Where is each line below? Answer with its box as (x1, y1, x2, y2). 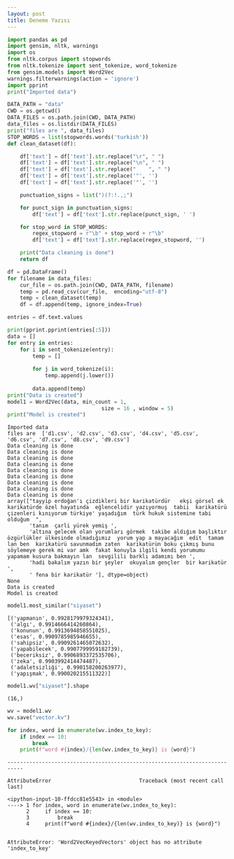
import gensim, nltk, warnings (7, 43, 99, 50)
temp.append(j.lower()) (44, 372, 114, 379)
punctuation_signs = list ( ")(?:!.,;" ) (20, 191, 133, 199)
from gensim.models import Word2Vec (7, 68, 114, 76)
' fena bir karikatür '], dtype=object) (29, 572, 149, 579)
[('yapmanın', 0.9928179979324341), (7, 615, 114, 622)
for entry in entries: (7, 339, 74, 346)
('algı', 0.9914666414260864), (10, 621, 102, 629)
